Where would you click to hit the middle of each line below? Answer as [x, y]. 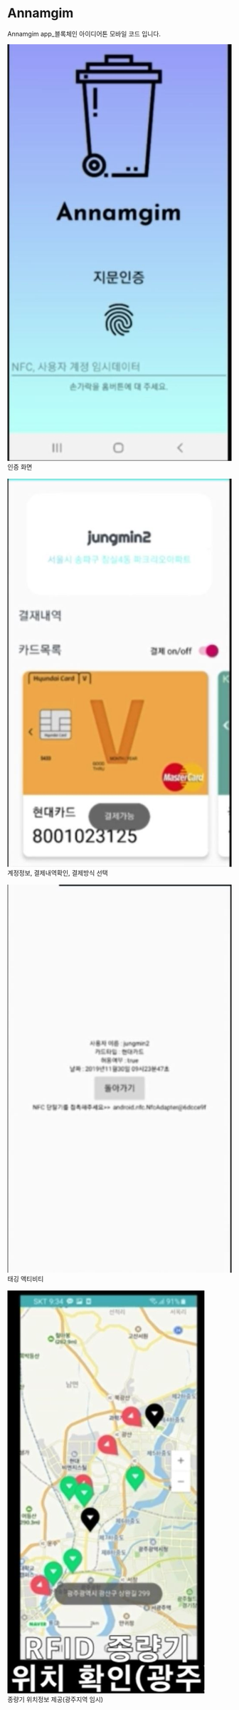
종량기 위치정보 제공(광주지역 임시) [55, 1699]
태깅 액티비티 [26, 1279]
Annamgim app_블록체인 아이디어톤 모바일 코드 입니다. [84, 34]
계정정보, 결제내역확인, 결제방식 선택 [58, 873]
